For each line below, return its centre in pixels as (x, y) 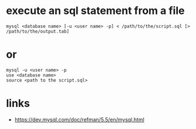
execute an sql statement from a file (95, 11)
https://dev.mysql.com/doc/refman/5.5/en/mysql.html (80, 119)
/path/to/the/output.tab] (38, 31)
